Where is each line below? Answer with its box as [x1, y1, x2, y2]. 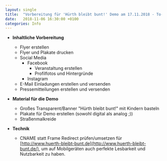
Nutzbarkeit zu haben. [19, 151, 66, 157]
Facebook [27, 60, 48, 66]
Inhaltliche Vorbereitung [12, 35, 64, 41]
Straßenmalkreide [19, 116, 56, 122]
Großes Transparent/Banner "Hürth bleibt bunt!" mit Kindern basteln [19, 106, 160, 111]
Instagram [27, 76, 48, 82]
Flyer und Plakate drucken [19, 50, 74, 55]
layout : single [5, 7, 37, 12]
